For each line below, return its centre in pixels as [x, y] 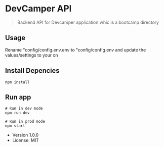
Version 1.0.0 [25, 135]
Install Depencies [32, 71]
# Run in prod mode [25, 122]
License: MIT [25, 140]
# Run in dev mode [24, 109]
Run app [18, 97]
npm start [15, 126]
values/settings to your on [32, 55]
